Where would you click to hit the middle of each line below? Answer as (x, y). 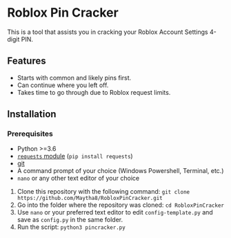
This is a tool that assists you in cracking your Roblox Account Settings (108, 32)
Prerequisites (30, 134)
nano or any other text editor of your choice (78, 178)
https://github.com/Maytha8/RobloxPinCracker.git (90, 199)
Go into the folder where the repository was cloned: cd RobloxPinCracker (120, 205)
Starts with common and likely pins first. (74, 77)
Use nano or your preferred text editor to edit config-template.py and (115, 212)
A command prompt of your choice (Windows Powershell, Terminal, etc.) (120, 171)
